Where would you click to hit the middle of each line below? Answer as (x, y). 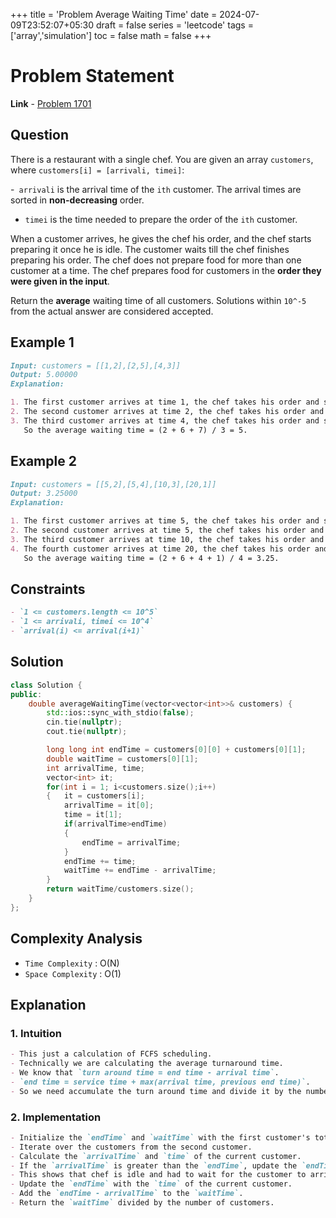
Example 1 (42, 342)
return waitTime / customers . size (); (120, 889)
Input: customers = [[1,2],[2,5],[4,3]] (96, 365)
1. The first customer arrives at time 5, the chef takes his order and (165, 521)
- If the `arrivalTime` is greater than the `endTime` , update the (154, 1165)
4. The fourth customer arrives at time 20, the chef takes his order (160, 549)
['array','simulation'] (51, 35)
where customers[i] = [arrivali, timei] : (97, 170)
